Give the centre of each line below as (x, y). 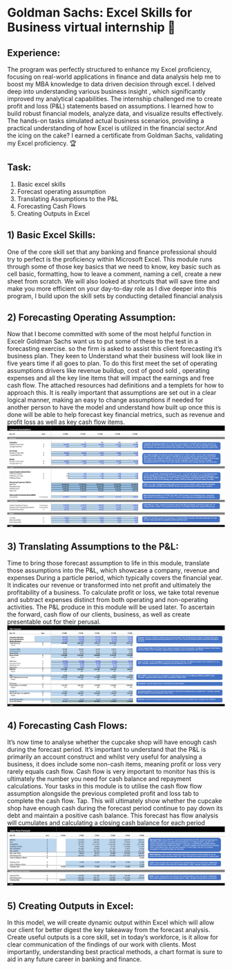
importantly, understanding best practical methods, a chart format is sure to (115, 951)
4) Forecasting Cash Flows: (67, 725)
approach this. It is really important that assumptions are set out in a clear (112, 393)
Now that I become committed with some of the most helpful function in (109, 334)
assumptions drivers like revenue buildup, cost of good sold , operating (108, 371)
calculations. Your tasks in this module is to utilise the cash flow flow (105, 786)
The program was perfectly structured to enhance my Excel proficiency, (109, 69)
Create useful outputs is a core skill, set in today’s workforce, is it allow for (113, 937)
